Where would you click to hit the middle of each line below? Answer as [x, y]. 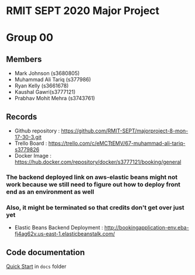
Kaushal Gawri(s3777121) [45, 92]
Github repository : [37, 131]
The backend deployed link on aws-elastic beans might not [92, 177]
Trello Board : [31, 143]
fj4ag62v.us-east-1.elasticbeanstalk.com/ [65, 234]
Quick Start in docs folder [36, 266]
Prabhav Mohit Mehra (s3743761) [55, 99]
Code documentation [45, 252]
